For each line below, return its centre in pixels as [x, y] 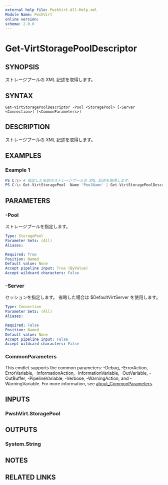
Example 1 [18, 170]
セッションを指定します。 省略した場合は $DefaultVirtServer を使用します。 [83, 297]
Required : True [21, 254]
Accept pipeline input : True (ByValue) [47, 269]
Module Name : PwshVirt [29, 15]
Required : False [22, 325]
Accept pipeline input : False [37, 339]
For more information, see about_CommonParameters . [97, 383]
